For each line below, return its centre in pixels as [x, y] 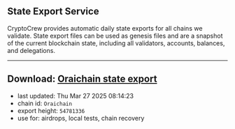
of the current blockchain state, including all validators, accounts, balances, [116, 43]
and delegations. [31, 50]
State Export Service [53, 12]
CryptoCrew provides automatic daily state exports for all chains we [105, 28]
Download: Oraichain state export [82, 79]
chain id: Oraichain [44, 103]
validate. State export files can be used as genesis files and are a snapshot [115, 36]
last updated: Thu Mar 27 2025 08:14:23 [76, 96]
